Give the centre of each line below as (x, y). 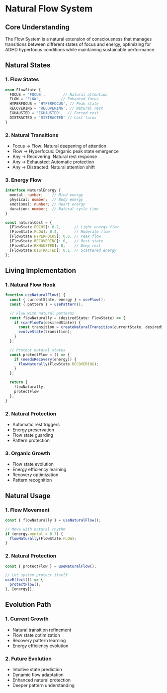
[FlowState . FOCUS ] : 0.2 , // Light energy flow (64, 227)
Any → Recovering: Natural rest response (55, 156)
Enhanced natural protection (42, 680)
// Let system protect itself (37, 575)
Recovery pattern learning (39, 640)
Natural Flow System (49, 9)
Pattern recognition (32, 480)
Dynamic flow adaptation (38, 675)
